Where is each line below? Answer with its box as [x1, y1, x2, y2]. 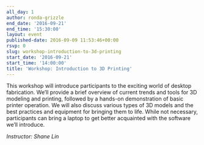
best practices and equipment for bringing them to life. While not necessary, [6, 108, 199, 116]
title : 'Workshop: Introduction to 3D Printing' [6, 65, 133, 72]
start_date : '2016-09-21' [6, 54, 72, 60]
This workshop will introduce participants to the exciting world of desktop [6, 82, 192, 90]
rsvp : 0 [6, 43, 26, 49]
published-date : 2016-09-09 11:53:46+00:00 [6, 37, 119, 43]
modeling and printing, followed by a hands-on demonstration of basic [6, 95, 184, 102]
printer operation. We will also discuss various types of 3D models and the [6, 102, 194, 109]
